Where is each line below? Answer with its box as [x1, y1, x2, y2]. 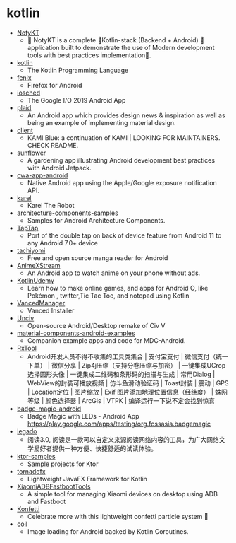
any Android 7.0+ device [27, 238, 98, 247]
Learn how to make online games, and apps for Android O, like [27, 284, 209, 292]
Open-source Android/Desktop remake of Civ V [27, 321, 166, 329]
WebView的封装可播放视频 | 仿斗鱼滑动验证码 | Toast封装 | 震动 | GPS [27, 378, 229, 387]
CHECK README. [27, 141, 79, 149]
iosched [16, 88, 40, 97]
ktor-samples [16, 452, 56, 460]
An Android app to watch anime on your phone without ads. [27, 269, 201, 277]
